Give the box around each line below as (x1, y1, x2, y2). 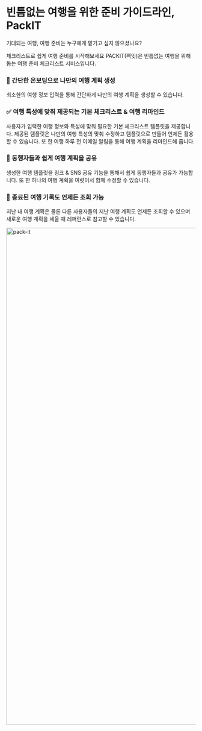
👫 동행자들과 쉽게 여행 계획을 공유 (6, 154, 97, 163)
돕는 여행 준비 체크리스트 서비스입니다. (6, 60, 96, 67)
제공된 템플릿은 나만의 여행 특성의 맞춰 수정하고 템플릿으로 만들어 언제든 (14, 130, 183, 137)
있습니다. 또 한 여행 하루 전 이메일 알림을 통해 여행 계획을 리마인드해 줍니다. (19, 137, 195, 145)
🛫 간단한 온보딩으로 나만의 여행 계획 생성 (6, 76, 115, 84)
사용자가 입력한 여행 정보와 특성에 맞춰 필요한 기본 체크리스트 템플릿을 (6, 122, 170, 130)
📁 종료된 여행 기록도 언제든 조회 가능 (6, 193, 104, 201)
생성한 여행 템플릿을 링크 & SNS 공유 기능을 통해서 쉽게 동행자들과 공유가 (6, 169, 177, 176)
